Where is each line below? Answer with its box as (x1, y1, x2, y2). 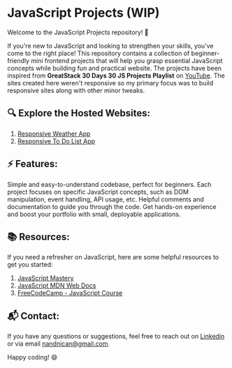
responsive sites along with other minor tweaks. (7, 86, 145, 94)
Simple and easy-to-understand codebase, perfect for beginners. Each (7, 180, 212, 188)
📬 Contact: (7, 310, 59, 322)
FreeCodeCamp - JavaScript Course (17, 289, 123, 297)
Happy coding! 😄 (7, 353, 58, 362)
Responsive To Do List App (17, 136, 96, 145)
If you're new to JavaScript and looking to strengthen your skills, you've (7, 41, 215, 50)
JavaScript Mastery (17, 274, 74, 283)
